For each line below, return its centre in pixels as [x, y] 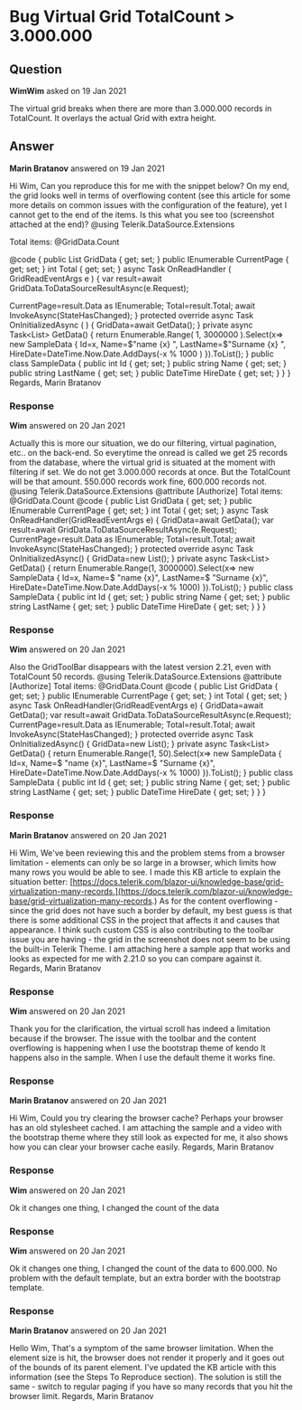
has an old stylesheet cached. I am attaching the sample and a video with [146, 1128]
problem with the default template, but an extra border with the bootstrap [145, 1278]
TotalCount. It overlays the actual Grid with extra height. [113, 118]
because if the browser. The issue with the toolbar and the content [133, 1038]
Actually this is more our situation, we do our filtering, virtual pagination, [143, 443]
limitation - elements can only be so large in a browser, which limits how [143, 862]
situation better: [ [41, 881]
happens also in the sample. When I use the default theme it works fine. [142, 1057]
